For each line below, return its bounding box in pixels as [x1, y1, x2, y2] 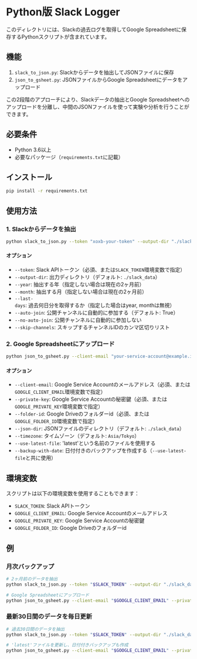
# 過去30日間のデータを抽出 [6, 626, 65, 632]
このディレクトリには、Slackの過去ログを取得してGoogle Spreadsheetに [6, 26, 182, 33]
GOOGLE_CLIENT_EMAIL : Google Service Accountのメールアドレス [14, 510, 168, 517]
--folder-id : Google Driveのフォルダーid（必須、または [14, 410, 150, 417]
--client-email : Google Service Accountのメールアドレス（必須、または [14, 381, 191, 388]
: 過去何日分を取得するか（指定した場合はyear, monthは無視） [25, 302, 175, 309]
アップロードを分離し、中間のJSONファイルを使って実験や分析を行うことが [6, 103, 189, 110]
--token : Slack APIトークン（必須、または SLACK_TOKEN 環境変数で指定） [14, 266, 186, 273]
